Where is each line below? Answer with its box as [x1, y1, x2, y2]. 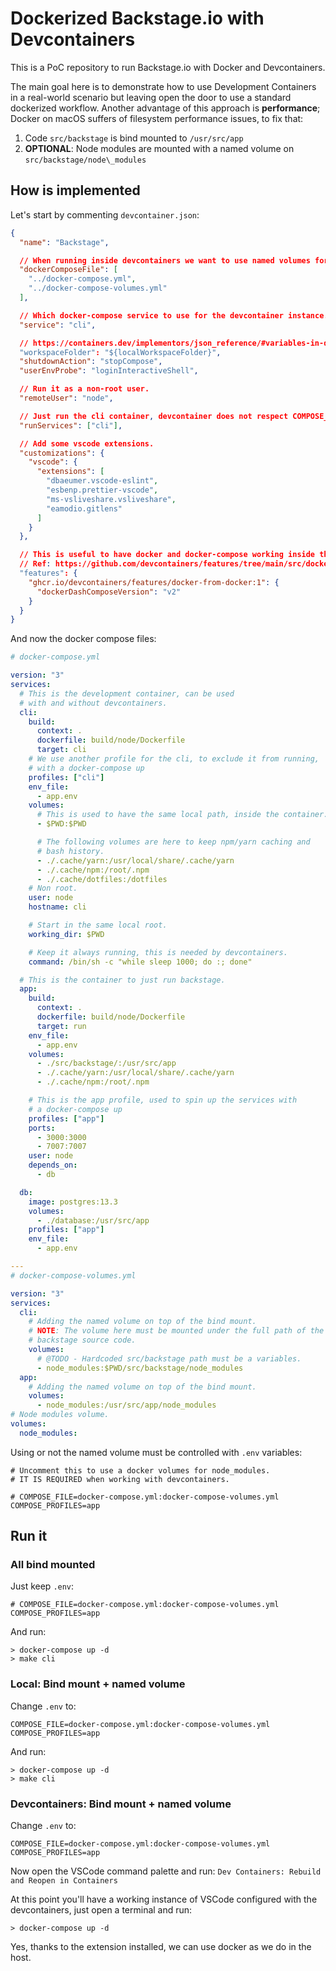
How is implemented [10, 182, 141, 199]
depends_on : [28, 1160, 78, 1171]
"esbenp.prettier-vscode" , [46, 485, 159, 495]
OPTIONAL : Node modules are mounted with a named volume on [24, 142, 295, 154]
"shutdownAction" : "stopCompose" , [19, 357, 163, 367]
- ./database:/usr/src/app [36, 1215, 150, 1226]
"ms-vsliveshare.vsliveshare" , [46, 494, 177, 504]
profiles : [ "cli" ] [28, 772, 105, 782]
